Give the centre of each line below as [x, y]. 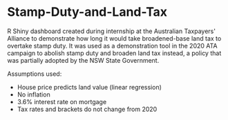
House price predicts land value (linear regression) [89, 87]
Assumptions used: [35, 74]
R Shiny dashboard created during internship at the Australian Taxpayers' [112, 31]
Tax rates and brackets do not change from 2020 [87, 109]
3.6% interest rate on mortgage [62, 101]
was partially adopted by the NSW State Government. [83, 60]
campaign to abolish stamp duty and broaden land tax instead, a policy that [114, 53]
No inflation [34, 94]
